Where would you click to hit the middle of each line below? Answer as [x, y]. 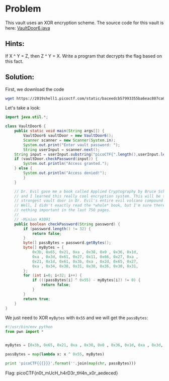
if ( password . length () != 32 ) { [57, 229]
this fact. [14, 61]
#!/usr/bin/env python [29, 327]
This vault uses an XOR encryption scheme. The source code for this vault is [84, 23]
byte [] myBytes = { [44, 248]
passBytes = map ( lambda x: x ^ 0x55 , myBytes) [55, 354]
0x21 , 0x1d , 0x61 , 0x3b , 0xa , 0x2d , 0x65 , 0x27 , [85, 261]
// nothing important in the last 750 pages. [63, 210]
